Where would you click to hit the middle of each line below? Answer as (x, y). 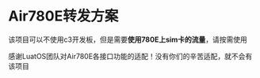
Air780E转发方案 (63, 16)
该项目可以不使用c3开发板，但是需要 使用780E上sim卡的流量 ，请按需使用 (128, 39)
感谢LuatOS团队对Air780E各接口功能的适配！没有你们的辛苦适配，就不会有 (130, 56)
